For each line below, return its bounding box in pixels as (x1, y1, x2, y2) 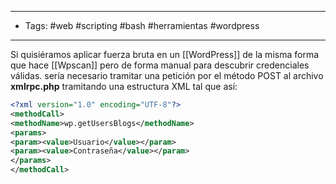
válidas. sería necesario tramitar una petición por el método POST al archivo (10, 70, 324, 81)
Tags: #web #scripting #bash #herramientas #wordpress (24, 20, 260, 31)
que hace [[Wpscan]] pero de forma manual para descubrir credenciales (10, 59, 310, 71)
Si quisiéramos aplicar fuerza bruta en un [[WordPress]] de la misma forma (10, 49, 320, 60)
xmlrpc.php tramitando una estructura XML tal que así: (10, 81, 238, 92)
